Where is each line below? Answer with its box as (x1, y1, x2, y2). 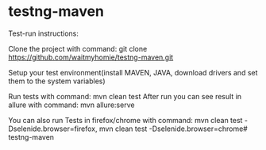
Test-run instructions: (8, 29, 79, 38)
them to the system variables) (8, 76, 106, 86)
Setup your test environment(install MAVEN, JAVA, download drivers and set (8, 67, 258, 77)
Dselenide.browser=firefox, (8, 124, 98, 133)
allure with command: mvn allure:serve (8, 100, 135, 110)
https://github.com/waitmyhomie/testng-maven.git (8, 52, 174, 62)
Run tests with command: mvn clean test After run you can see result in (8, 91, 242, 101)
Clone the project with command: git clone (8, 44, 148, 53)
